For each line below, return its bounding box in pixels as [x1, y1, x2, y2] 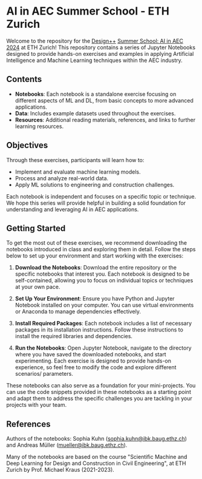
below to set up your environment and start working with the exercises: [6, 252, 184, 259]
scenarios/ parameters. [15, 370, 74, 378]
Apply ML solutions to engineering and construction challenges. [15, 181, 175, 188]
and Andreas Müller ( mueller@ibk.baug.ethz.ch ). [6, 441, 128, 449]
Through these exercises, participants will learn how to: [6, 156, 145, 163]
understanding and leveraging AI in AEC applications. [6, 205, 139, 213]
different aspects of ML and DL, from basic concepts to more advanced [15, 97, 194, 104]
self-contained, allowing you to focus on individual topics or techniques [15, 277, 194, 284]
